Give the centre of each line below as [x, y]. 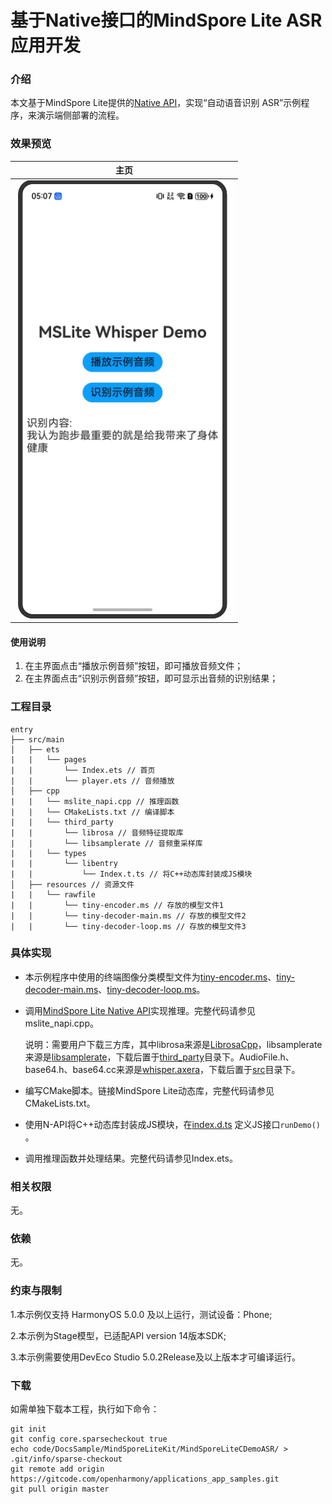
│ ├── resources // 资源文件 [72, 884]
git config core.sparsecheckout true [89, 1439]
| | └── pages [48, 759]
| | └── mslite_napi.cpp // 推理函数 [95, 801]
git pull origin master [60, 1489]
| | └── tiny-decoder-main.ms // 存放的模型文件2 [128, 916]
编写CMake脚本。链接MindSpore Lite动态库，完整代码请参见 [149, 1090]
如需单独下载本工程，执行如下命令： [85, 1409]
